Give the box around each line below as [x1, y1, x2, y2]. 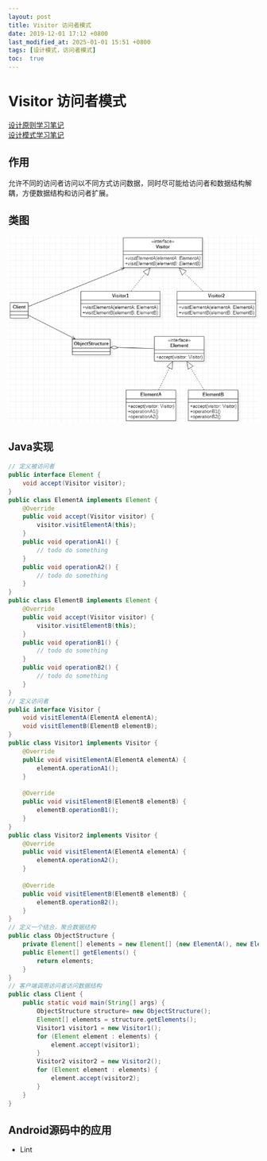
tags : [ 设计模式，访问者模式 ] [8, 46, 97, 55]
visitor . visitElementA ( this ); [37, 521, 137, 529]
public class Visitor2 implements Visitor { [8, 831, 158, 839]
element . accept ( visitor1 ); [50, 1041, 141, 1049]
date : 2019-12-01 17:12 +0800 [8, 29, 109, 37]
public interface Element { [8, 471, 102, 479]
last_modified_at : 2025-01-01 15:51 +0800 [8, 38, 151, 46]
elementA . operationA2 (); [37, 857, 119, 865]
